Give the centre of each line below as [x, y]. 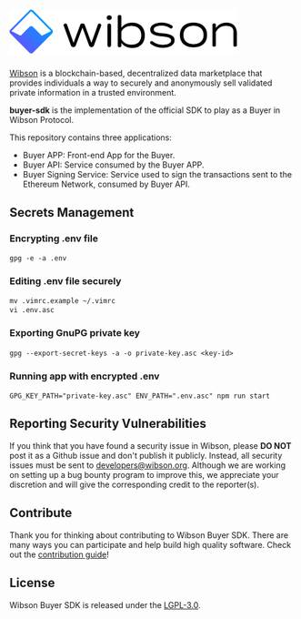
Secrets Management [72, 213]
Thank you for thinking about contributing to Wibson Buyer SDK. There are [149, 535]
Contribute [41, 513]
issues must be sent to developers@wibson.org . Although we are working [148, 465]
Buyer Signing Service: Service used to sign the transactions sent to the [157, 174]
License [32, 583]
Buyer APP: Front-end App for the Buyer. [99, 155]
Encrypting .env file [54, 238]
